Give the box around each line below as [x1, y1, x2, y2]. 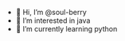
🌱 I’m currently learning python [15, 24, 118, 33]
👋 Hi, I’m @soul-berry [15, 8, 87, 17]
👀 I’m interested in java [15, 16, 91, 25]
